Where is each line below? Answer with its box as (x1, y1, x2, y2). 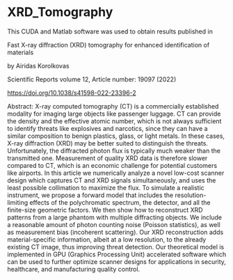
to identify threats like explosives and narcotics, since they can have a (7, 124, 208, 132)
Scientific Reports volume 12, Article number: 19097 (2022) (7, 75, 177, 84)
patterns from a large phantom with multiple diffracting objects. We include (7, 213, 223, 221)
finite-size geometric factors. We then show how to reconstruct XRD (7, 205, 203, 214)
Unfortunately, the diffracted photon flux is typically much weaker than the (7, 146, 221, 155)
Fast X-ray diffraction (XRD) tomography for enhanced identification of (7, 40, 210, 49)
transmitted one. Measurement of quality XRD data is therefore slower (7, 154, 208, 162)
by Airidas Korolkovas (7, 61, 70, 70)
